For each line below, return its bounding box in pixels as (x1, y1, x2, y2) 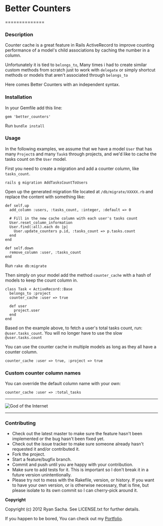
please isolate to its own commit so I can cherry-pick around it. (12, 488, 138, 493)
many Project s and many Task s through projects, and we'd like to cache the (5, 151, 157, 157)
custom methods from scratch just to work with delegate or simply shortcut (5, 67, 156, 73)
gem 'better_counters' (5, 114, 51, 119)
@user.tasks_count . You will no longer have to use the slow (5, 330, 123, 336)
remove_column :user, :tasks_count (9, 250, 81, 255)
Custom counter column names (5, 370, 81, 376)
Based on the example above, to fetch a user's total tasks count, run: (5, 325, 143, 331)
